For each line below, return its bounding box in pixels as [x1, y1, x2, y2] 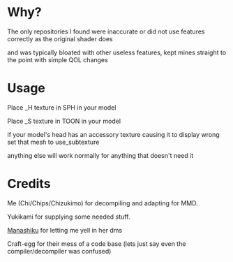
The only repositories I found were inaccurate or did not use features [7, 27, 205, 36]
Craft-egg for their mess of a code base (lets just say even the [7, 239, 186, 248]
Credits [7, 176, 51, 192]
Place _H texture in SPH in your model [7, 103, 116, 112]
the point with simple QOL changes [7, 55, 108, 64]
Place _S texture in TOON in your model [7, 117, 121, 125]
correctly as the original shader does [7, 34, 113, 43]
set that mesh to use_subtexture [7, 138, 100, 146]
